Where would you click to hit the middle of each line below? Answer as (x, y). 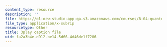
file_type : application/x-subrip (40, 23)
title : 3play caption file (33, 32)
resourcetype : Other (27, 28)
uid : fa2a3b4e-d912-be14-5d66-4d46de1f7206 (51, 37)
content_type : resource (30, 10)
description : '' (22, 14)
